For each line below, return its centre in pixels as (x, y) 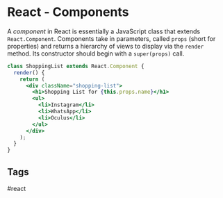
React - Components (68, 12)
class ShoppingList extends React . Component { (76, 66)
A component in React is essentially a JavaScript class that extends (104, 31)
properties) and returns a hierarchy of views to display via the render (106, 46)
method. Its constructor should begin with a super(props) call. (96, 53)
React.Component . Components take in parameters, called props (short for (111, 38)
